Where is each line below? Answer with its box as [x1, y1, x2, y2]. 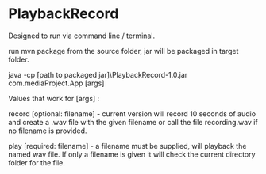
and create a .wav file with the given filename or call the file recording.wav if [8, 117, 258, 127]
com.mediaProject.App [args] [8, 78, 105, 88]
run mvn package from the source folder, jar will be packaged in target [8, 46, 239, 55]
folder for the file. [8, 157, 65, 167]
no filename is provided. [8, 126, 87, 135]
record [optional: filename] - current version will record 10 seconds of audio [8, 108, 256, 119]
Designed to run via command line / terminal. [8, 31, 156, 40]
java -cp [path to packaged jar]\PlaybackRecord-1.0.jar [8, 70, 188, 79]
